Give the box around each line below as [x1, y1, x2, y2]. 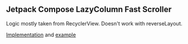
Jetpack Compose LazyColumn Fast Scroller [6, 5, 172, 14]
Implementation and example [6, 31, 76, 38]
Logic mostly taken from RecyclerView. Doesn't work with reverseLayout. [6, 20, 183, 27]
